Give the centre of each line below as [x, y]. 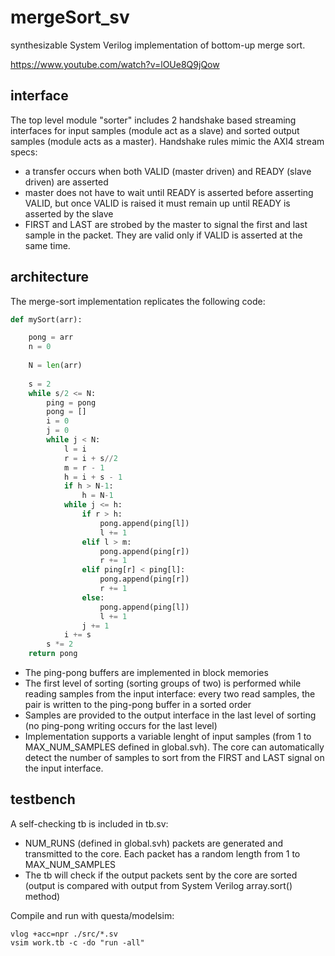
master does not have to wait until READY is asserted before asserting [169, 192]
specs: [24, 152]
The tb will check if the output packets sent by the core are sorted [161, 875]
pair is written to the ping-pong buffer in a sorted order [138, 705]
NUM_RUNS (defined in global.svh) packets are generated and [153, 843]
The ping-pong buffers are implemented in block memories [146, 673]
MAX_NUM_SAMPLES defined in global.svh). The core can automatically [174, 747]
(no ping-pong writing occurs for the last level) [121, 726]
